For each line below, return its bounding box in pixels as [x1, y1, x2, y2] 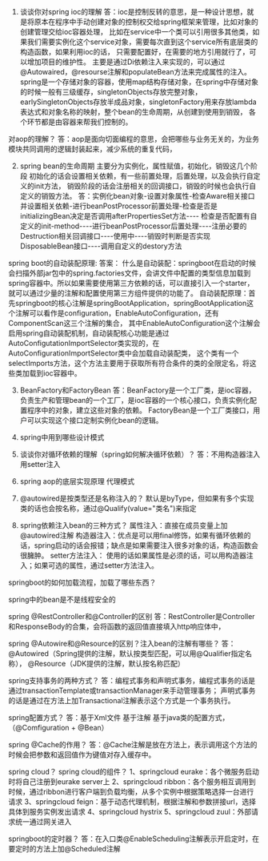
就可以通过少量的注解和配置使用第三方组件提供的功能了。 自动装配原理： [8, 288, 249, 298]
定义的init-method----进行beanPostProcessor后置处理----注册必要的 [19, 221, 247, 231]
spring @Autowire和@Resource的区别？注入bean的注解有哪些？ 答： [8, 639, 236, 648]
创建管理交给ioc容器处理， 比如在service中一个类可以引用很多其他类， [19, 27, 253, 36]
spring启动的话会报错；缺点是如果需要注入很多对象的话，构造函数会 [34, 541, 258, 550]
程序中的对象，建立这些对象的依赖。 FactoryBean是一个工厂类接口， [26, 405, 254, 415]
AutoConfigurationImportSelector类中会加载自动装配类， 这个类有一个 [8, 348, 239, 358]
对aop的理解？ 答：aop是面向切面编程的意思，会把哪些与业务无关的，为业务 [8, 135, 260, 143]
